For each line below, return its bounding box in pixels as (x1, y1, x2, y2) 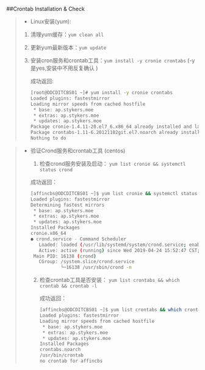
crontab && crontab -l (39, 283, 98, 289)
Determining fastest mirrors (30, 202, 105, 208)
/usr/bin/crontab (39, 352, 84, 358)
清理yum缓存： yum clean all (30, 31, 104, 38)
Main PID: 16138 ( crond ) (33, 253, 96, 259)
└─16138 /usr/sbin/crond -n (60, 264, 132, 271)
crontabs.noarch (39, 347, 81, 353)
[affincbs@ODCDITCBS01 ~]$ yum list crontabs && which (39, 307, 182, 313)
